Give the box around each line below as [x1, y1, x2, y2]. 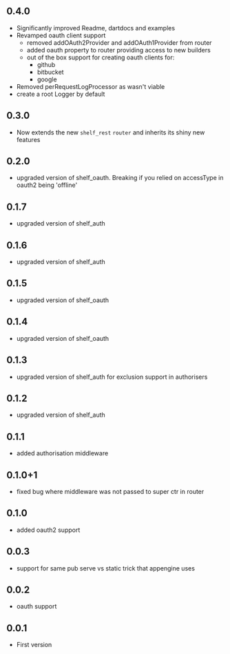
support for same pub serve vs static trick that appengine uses [16, 564, 196, 572]
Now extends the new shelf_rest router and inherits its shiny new [16, 128, 205, 137]
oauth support [16, 602, 57, 611]
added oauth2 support [16, 526, 81, 534]
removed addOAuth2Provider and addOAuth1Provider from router [26, 38, 212, 47]
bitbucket [36, 68, 64, 76]
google [36, 75, 57, 83]
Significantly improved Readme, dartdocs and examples [16, 23, 176, 32]
